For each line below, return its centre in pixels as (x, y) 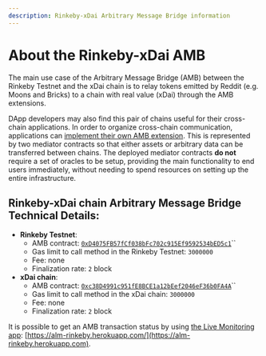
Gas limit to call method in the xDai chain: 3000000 (113, 294)
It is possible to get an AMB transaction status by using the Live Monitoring (131, 327)
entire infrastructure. (42, 178)
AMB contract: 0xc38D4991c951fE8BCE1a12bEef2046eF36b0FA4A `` (134, 286)
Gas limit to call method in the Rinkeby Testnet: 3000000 (122, 252)
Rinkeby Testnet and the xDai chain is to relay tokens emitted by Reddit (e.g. (133, 86)
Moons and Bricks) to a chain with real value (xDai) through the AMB (121, 94)
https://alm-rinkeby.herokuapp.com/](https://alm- (109, 335)
